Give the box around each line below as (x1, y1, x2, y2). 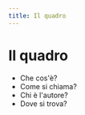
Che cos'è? (19, 73, 58, 83)
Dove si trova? (19, 98, 67, 109)
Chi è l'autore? (19, 90, 68, 100)
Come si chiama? (19, 81, 78, 91)
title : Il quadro (8, 11, 67, 20)
